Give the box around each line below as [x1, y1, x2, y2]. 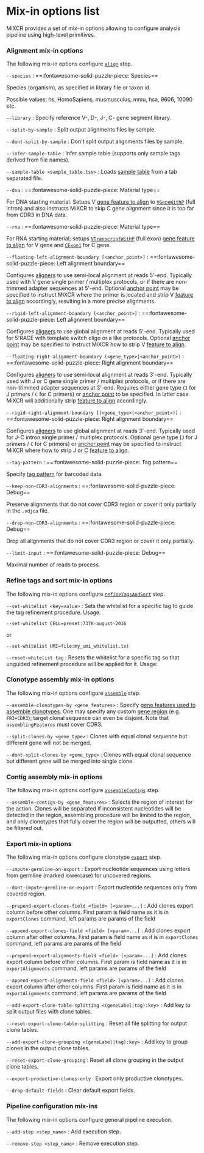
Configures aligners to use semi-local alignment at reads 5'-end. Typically [6, 272, 192, 279]
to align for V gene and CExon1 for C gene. [6, 242, 111, 249]
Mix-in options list [6, 4, 100, 18]
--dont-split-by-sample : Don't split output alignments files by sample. [6, 138, 184, 145]
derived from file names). [6, 156, 70, 163]
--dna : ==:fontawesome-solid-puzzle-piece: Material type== [6, 187, 160, 194]
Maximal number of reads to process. [6, 561, 100, 568]
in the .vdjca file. [6, 507, 49, 514]
